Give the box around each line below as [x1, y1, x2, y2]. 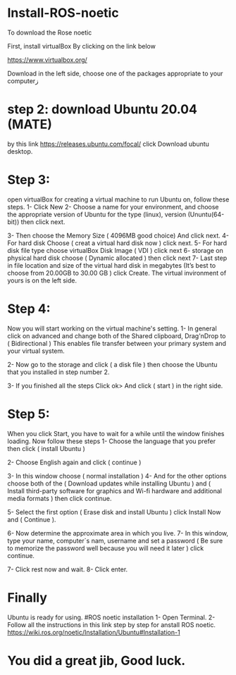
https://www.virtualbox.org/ [7, 55, 88, 64]
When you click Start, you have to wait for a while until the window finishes [7, 429, 225, 438]
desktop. [7, 147, 33, 156]
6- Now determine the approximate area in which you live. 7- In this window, [7, 528, 229, 537]
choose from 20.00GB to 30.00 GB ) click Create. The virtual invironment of [7, 268, 227, 277]
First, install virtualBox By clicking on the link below [7, 42, 156, 50]
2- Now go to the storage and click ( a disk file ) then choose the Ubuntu [7, 360, 218, 369]
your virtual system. [7, 347, 65, 355]
